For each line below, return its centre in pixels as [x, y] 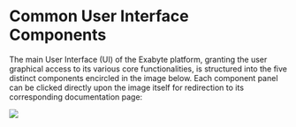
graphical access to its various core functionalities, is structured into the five [148, 69]
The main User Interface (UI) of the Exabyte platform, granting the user [138, 59]
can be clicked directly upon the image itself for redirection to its [127, 87]
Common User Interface [99, 16]
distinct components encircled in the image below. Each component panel [144, 78]
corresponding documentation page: [76, 97]
